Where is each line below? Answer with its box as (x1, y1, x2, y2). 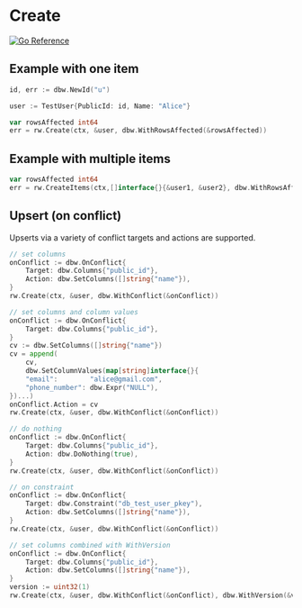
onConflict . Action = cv (9, 400, 99, 409)
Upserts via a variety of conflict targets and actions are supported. (9, 231, 256, 243)
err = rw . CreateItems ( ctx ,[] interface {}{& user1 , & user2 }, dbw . (9, 183, 252, 192)
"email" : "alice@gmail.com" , (25, 375, 164, 384)
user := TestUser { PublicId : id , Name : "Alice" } (9, 101, 191, 111)
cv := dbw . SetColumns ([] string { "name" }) (9, 341, 164, 350)
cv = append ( (9, 349, 58, 358)
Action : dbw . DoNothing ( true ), (25, 449, 139, 458)
